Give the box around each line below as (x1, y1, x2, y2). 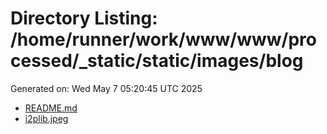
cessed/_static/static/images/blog (10, 50, 304, 72)
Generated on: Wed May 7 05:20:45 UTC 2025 (10, 82, 203, 94)
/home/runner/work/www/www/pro (10, 28, 317, 51)
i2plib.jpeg (24, 112, 69, 124)
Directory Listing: (10, 7, 158, 30)
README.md (24, 102, 78, 114)
